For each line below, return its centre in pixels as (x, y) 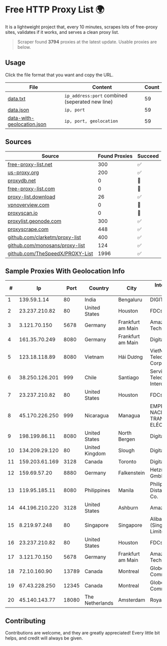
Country (99, 288)
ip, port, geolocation (91, 121)
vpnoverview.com (29, 205)
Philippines (97, 490)
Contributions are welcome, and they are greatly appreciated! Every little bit (83, 633)
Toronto (127, 462)
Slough (126, 451)
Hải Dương (130, 357)
